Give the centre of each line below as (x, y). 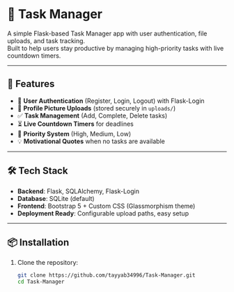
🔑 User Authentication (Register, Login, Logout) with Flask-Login (111, 101)
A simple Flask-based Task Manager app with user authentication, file (107, 33)
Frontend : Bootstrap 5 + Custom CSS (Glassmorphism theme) (106, 206)
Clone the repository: (48, 263)
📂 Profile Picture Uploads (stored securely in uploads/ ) (96, 108)
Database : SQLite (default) (56, 198)
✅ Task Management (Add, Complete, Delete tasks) (92, 115)
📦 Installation (38, 242)
